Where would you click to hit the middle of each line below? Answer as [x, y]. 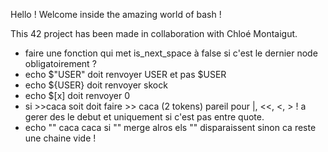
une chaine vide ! [60, 138]
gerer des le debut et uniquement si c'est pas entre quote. [144, 117]
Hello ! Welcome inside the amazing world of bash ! [116, 14]
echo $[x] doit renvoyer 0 [77, 95]
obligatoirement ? [60, 63]
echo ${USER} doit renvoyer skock [96, 85]
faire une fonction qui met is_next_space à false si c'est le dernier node [171, 53]
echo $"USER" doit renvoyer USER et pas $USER [125, 74]
